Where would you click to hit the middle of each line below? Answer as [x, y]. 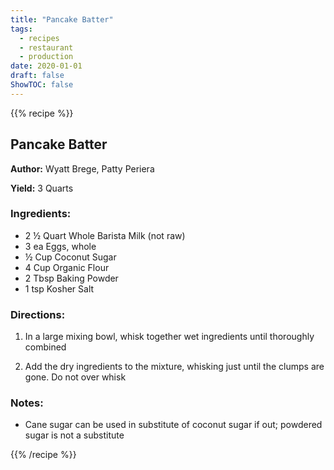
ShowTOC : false [42, 85]
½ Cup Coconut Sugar [70, 257]
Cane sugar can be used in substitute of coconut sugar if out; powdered [173, 425]
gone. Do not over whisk [75, 377]
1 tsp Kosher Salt [59, 288]
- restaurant [46, 47]
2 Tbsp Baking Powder [71, 278]
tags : [21, 29]
